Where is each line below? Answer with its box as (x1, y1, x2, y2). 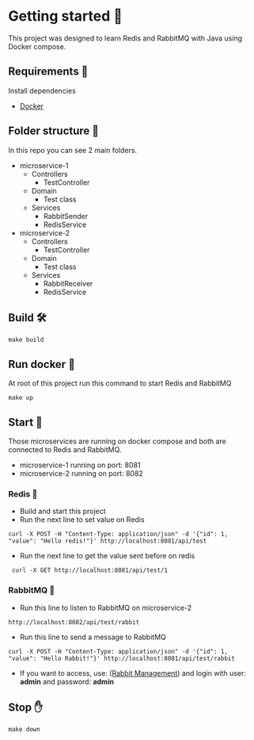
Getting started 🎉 (8, 7, 123, 25)
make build (8, 336, 44, 344)
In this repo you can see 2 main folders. (8, 145, 137, 155)
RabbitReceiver (43, 278, 93, 288)
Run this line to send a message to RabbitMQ (19, 632, 166, 642)
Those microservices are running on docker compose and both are (8, 436, 227, 446)
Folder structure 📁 (8, 125, 100, 138)
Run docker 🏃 (8, 357, 75, 371)
